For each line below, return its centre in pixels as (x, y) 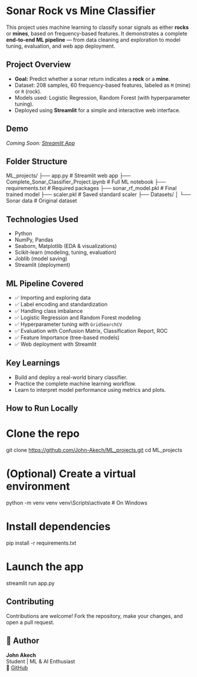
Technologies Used (42, 219)
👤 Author (23, 641)
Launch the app (45, 567)
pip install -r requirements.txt (41, 543)
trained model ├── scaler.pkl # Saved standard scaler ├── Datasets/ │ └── (98, 194)
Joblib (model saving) (41, 259)
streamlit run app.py (30, 583)
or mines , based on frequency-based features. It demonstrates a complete (97, 33)
